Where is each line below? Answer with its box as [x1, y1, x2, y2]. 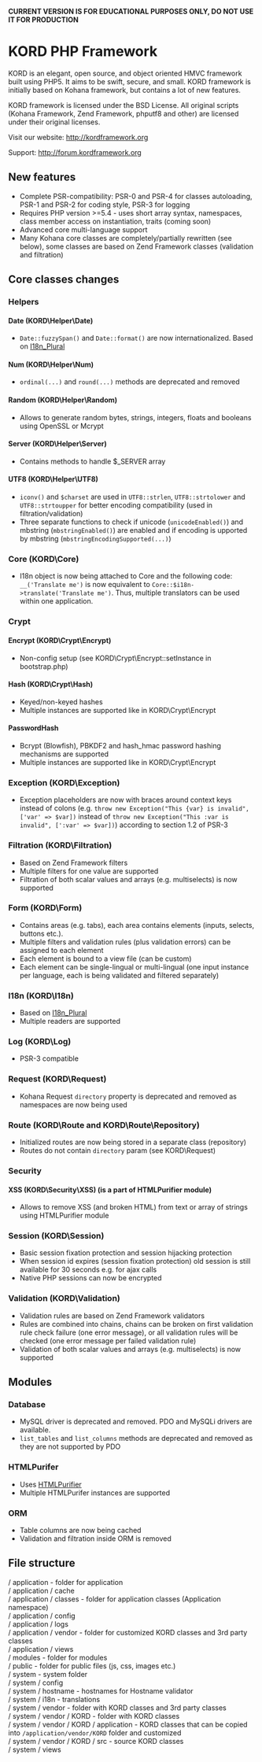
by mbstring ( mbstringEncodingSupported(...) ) [19, 534, 172, 544]
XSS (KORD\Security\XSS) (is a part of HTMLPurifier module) [8, 1184, 212, 1195]
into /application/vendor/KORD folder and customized [8, 1727, 182, 1738]
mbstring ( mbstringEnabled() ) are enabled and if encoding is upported [19, 526, 248, 535]
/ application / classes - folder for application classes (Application [8, 1594, 222, 1604]
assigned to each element [19, 945, 104, 955]
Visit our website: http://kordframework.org [8, 132, 149, 142]
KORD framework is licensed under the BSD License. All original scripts [8, 100, 239, 109]
